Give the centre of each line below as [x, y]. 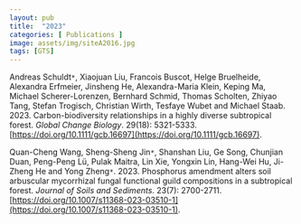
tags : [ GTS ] [32, 51]
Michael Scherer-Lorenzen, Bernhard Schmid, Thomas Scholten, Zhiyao [143, 97]
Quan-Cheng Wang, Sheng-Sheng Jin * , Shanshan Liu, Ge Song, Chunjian [146, 152]
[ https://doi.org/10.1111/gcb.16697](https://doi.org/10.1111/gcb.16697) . [136, 135]
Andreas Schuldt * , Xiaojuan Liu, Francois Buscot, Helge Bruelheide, [135, 77]
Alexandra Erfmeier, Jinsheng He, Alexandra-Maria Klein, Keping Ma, [138, 87]
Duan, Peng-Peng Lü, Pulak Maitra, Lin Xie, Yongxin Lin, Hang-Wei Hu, [141, 162]
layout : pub [32, 18]
